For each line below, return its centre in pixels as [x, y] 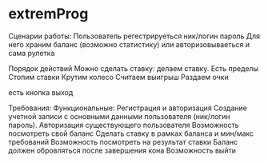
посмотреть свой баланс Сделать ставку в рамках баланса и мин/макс [131, 133]
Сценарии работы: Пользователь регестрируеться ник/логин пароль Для [134, 36]
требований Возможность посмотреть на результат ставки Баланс [123, 141]
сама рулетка [32, 53]
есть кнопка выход [41, 92]
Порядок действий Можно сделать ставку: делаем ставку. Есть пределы [133, 68]
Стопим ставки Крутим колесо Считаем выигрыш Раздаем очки [119, 77]
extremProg [48, 14]
